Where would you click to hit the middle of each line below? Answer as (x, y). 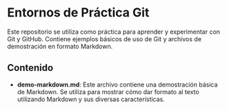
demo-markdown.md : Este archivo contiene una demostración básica (117, 85)
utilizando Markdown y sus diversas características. (91, 99)
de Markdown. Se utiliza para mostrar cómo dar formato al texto (108, 91)
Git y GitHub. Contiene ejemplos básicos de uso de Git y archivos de (105, 38)
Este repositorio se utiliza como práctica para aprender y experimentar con (114, 32)
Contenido (30, 68)
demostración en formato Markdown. (60, 46)
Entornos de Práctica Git (78, 13)
